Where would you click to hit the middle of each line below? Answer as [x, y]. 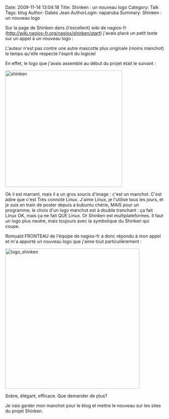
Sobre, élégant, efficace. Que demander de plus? [56, 396]
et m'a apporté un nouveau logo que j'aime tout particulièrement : [73, 241]
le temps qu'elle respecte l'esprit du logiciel [50, 53]
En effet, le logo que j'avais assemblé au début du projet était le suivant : [81, 63]
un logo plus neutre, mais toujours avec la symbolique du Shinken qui [77, 221]
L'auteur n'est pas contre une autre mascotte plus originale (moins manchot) [85, 48]
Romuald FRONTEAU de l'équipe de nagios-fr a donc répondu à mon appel [83, 236]
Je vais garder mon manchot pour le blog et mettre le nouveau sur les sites [83, 406]
